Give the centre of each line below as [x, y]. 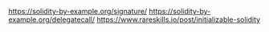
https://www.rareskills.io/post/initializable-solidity [178, 20]
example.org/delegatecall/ [51, 20]
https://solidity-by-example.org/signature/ [78, 11]
